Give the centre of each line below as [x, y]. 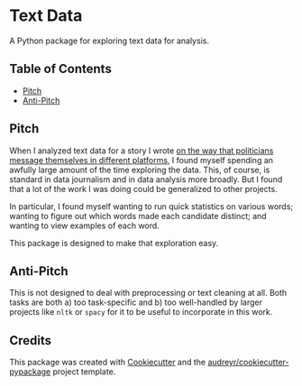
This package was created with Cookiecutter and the [108, 363]
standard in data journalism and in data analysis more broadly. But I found [146, 179]
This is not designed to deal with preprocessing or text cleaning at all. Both [148, 293]
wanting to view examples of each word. [84, 225]
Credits [31, 340]
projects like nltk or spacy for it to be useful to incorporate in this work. [141, 312]
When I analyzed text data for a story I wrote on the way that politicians [142, 151]
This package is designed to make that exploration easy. [114, 243]
